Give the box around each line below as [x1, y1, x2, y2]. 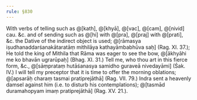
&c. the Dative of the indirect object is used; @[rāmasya [6, 37, 141, 44]
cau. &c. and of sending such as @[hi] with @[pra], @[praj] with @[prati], [6, 31, 183, 38]
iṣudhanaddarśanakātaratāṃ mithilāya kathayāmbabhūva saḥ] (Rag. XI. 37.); [6, 44, 190, 51]
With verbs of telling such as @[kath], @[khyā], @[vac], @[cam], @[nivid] [6, 25, 185, 32]
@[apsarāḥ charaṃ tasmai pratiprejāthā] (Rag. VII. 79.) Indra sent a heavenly [6, 75, 192, 82]
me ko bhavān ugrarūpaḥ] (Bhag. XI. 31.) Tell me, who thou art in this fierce [6, 56, 188, 63]
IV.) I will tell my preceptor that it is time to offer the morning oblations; [6, 68, 176, 75]
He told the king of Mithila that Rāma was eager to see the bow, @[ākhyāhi [6, 49, 186, 56]
